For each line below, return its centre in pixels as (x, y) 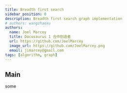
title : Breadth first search (34, 9)
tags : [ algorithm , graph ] (31, 55)
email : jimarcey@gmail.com (37, 50)
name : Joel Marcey (28, 32)
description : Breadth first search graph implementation (64, 19)
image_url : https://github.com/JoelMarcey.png (57, 46)
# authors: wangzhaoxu (28, 23)
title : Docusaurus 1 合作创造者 (40, 37)
